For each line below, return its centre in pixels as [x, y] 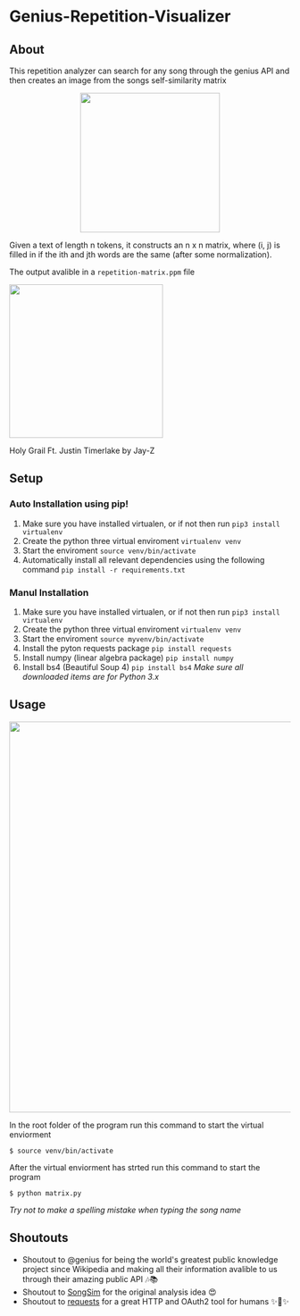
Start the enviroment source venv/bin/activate [109, 550]
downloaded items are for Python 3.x [90, 676]
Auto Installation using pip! [69, 504]
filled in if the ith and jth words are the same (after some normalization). [141, 255]
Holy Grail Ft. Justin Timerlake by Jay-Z [82, 450]
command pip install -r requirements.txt [104, 569]
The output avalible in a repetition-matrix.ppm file [102, 272]
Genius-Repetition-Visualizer [120, 17]
